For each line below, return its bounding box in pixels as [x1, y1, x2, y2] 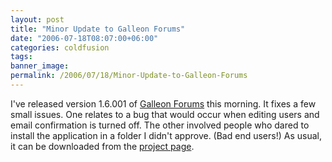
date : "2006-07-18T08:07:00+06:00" [10, 33, 159, 43]
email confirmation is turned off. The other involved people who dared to [10, 119, 310, 131]
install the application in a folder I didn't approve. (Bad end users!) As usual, [10, 129, 322, 141]
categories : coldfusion [10, 42, 110, 53]
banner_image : [10, 61, 70, 71]
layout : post [10, 14, 65, 25]
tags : [10, 52, 33, 62]
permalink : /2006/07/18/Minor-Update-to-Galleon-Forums [10, 71, 248, 81]
